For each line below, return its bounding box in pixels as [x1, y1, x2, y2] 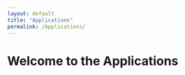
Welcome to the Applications [7, 53, 179, 69]
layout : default [7, 10, 54, 17]
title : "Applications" [7, 17, 73, 24]
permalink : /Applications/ [7, 23, 86, 30]
